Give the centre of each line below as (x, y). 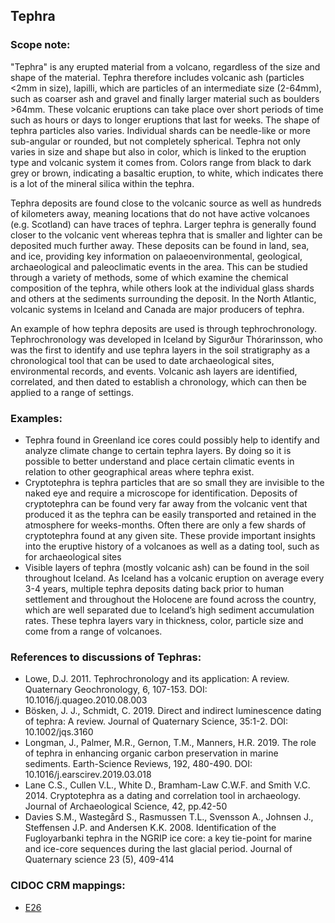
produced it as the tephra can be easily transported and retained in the (170, 514)
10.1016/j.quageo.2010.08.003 (86, 700)
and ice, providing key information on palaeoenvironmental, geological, (156, 256)
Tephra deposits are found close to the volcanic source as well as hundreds (166, 203)
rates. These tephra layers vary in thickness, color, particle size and (164, 620)
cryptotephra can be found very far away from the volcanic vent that (166, 503)
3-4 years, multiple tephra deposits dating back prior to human (154, 588)
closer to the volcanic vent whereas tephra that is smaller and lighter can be (166, 235)
